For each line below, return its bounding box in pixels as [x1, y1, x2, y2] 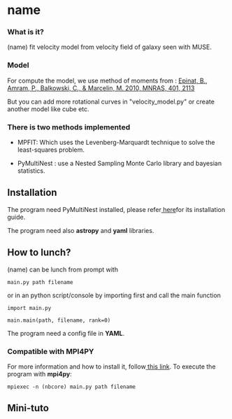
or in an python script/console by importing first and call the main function [7, 291, 222, 299]
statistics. [17, 166, 45, 175]
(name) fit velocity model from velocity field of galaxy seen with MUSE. [7, 43, 212, 51]
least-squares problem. [17, 145, 85, 154]
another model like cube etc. [7, 104, 89, 113]
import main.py [7, 304, 52, 311]
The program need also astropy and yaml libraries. [7, 226, 154, 234]
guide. [7, 213, 26, 221]
